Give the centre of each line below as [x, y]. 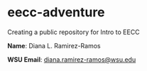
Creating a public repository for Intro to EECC [73, 32]
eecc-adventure [56, 12]
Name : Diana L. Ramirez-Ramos [54, 45]
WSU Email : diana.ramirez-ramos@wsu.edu [72, 59]
